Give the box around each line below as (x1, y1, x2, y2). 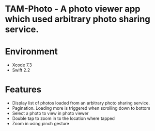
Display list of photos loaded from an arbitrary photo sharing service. (12, 100, 150, 106)
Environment (5, 46, 58, 57)
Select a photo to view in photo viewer (12, 110, 89, 116)
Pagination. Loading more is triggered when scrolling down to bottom (12, 105, 151, 111)
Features (5, 84, 42, 95)
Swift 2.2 (12, 67, 30, 73)
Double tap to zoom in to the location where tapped (12, 116, 115, 121)
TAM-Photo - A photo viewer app (5, 3, 140, 15)
